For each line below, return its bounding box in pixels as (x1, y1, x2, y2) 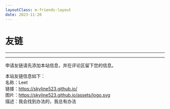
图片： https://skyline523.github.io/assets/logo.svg (5, 92, 110, 98)
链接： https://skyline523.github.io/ (5, 86, 77, 92)
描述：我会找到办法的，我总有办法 (5, 98, 76, 104)
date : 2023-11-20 (5, 12, 42, 17)
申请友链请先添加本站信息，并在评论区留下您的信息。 (5, 63, 116, 69)
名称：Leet (5, 79, 28, 86)
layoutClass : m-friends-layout (5, 7, 71, 13)
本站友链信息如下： (5, 73, 46, 79)
